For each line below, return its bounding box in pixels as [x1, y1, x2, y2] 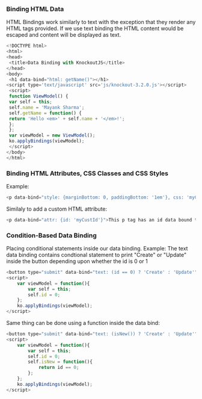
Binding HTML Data [6, 5, 64, 13]
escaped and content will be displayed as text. [6, 31, 121, 39]
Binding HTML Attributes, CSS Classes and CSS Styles [6, 169, 168, 178]
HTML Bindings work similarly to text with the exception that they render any [6, 19, 196, 26]
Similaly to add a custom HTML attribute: [6, 205, 108, 212]
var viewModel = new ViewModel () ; [8, 132, 96, 138]
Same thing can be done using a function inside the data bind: [6, 320, 161, 327]
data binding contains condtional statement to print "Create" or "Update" [6, 252, 187, 259]
